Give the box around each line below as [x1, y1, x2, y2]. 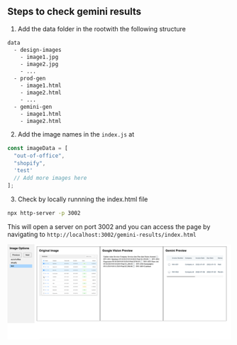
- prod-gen [13, 75, 46, 82]
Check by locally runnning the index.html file [17, 195, 148, 203]
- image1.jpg [20, 53, 59, 60]
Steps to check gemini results [7, 6, 142, 18]
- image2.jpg [20, 60, 59, 68]
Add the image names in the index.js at [17, 129, 135, 138]
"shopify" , [13, 159, 46, 166]
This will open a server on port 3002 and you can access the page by [7, 222, 211, 230]
